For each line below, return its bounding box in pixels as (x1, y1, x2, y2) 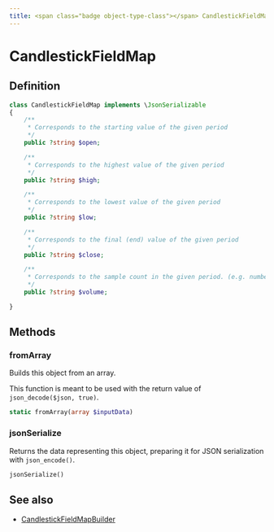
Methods (9, 325, 56, 339)
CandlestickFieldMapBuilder (20, 514, 116, 525)
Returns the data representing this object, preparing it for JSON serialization (9, 446, 264, 456)
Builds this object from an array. (9, 368, 116, 378)
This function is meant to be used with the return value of (9, 384, 202, 394)
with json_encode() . (9, 455, 76, 464)
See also (9, 493, 54, 507)
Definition (9, 79, 60, 94)
